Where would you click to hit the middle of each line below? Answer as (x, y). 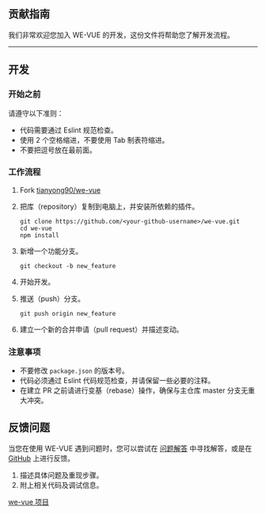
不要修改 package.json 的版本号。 (74, 370)
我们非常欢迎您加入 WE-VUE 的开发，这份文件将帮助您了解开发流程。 (122, 35)
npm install (39, 235)
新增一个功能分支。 (51, 251)
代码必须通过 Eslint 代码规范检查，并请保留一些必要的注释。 (117, 381)
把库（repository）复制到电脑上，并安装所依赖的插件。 (109, 206)
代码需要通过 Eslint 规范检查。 (69, 130)
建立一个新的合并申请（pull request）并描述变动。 (101, 329)
